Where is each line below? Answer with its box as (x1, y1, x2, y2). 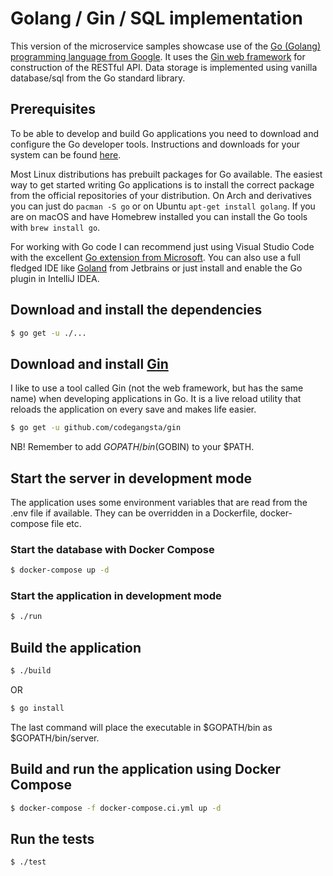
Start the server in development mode (10, 470, 252, 487)
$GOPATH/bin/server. (10, 732, 100, 744)
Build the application (10, 639, 142, 656)
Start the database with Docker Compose (10, 542, 215, 556)
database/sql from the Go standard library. (10, 72, 186, 84)
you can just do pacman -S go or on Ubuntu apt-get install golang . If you (10, 200, 316, 212)
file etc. (51, 517, 82, 529)
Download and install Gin (10, 355, 169, 372)
